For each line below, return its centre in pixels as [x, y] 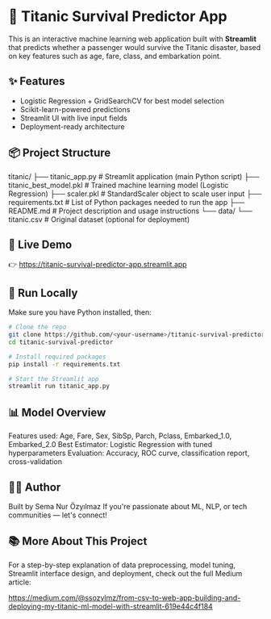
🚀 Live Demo [40, 244]
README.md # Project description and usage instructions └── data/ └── [130, 211]
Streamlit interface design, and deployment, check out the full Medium [125, 573]
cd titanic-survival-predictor [61, 342]
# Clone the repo [38, 327]
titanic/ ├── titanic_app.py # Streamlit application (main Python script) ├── [134, 176]
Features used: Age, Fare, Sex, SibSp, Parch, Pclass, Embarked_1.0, [120, 436]
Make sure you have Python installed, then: [80, 312]
